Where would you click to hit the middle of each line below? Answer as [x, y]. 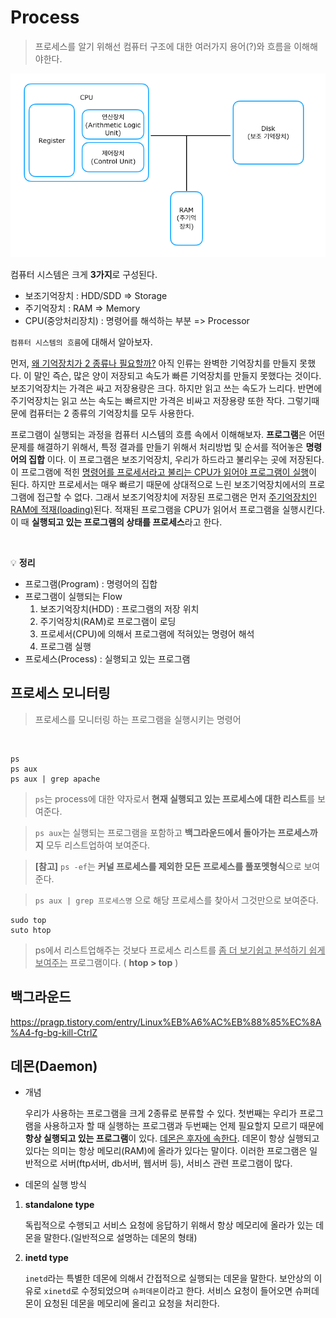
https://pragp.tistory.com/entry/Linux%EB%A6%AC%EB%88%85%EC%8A [166, 1022]
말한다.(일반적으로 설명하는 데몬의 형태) [120, 1238]
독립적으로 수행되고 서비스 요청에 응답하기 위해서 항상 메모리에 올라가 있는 [169, 1225]
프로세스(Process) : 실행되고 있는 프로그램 [107, 659]
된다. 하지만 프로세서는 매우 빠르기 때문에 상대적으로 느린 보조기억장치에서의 [158, 485]
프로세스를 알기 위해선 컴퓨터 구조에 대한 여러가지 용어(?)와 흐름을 [163, 46]
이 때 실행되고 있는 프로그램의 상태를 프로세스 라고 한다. [116, 522]
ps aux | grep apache [55, 779]
